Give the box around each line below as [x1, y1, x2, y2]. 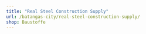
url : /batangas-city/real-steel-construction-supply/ [6, 14, 141, 20]
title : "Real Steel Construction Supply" [6, 8, 109, 14]
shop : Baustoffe [6, 19, 46, 25]
